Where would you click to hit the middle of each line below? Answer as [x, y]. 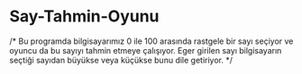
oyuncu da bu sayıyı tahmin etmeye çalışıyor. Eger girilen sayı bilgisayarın [146, 50]
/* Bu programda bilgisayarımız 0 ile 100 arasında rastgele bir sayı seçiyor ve [151, 41]
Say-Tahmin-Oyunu [84, 16]
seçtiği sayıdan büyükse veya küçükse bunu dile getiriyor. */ [121, 60]
